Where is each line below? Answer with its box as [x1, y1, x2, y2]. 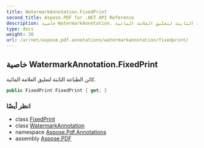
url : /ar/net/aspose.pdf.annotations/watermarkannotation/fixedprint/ [6, 37, 189, 43]
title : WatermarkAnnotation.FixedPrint [6, 8, 107, 15]
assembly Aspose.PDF [15, 135, 72, 142]
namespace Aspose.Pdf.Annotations [15, 128, 107, 135]
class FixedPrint [15, 115, 56, 123]
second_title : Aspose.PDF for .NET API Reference [6, 15, 135, 21]
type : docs [6, 25, 34, 32]
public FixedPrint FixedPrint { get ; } [6, 87, 107, 93]
